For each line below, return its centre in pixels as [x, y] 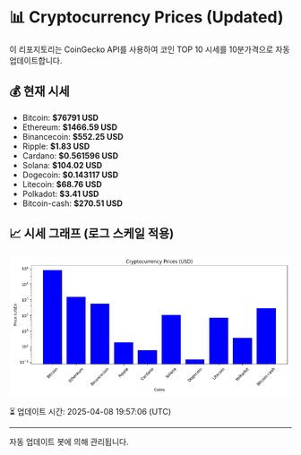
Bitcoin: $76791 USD [60, 117]
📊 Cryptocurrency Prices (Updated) [146, 17]
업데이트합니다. [36, 60]
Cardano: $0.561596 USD [70, 155]
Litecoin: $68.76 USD [62, 184]
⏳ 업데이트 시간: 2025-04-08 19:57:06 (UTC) [90, 411]
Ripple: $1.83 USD [56, 146]
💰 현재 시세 [39, 92]
